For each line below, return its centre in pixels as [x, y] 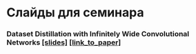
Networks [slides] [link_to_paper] [64, 42]
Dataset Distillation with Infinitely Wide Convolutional [98, 34]
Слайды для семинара [75, 13]
